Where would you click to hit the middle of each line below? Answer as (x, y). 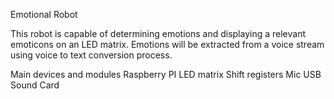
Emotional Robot (44, 14)
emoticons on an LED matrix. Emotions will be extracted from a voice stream (167, 44)
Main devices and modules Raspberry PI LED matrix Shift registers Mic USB (166, 74)
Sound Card (35, 85)
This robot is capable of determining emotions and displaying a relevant (158, 33)
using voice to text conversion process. (91, 55)
